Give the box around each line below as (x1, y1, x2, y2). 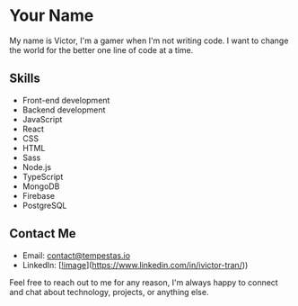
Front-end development (22, 94, 110, 105)
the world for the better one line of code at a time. (9, 44, 194, 55)
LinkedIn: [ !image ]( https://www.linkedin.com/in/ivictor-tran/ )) (22, 259, 249, 270)
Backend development (22, 104, 106, 115)
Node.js (22, 161, 52, 172)
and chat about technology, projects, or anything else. (9, 286, 209, 297)
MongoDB (22, 181, 60, 192)
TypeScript (22, 171, 64, 182)
